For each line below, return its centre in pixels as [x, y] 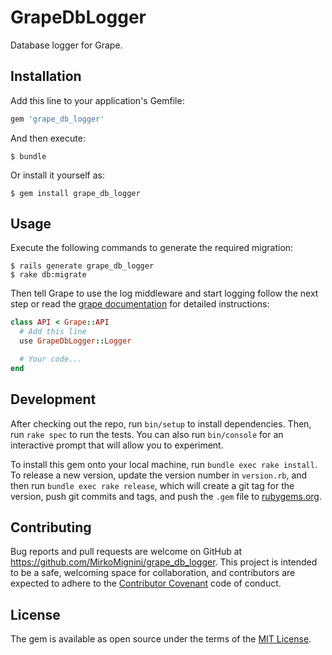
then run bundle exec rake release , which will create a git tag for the [152, 485]
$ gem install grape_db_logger [75, 193]
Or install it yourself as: [57, 175]
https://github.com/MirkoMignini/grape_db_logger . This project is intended [164, 562]
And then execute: [48, 138]
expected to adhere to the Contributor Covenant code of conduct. [146, 583]
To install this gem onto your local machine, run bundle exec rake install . [164, 464]
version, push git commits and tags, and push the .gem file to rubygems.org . [166, 496]
